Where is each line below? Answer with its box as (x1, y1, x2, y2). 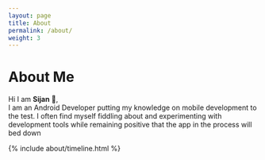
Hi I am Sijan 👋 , (8, 95, 59, 104)
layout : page (8, 11, 52, 20)
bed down (8, 128, 41, 138)
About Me (8, 68, 75, 86)
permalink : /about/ (8, 26, 73, 34)
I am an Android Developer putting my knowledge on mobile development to (8, 103, 257, 112)
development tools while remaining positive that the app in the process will (8, 120, 252, 130)
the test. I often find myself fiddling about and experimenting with (8, 111, 222, 121)
